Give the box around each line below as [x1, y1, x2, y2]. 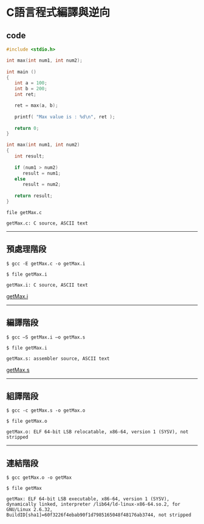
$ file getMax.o [6, 418, 47, 425]
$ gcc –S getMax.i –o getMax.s [6, 334, 86, 340]
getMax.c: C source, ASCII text [6, 220, 88, 226]
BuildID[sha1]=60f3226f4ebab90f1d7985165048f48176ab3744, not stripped [6, 512, 191, 519]
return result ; [14, 193, 53, 199]
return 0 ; [14, 125, 39, 131]
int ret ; [14, 92, 36, 98]
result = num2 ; [22, 181, 61, 188]
